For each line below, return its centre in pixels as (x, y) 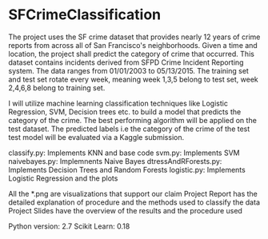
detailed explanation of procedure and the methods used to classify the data (134, 202)
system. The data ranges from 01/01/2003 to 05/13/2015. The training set (129, 70)
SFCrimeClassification (85, 15)
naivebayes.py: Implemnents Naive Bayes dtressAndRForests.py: (115, 161)
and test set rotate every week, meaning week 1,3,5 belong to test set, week (133, 79)
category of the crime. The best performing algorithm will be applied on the (133, 120)
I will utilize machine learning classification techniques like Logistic (118, 103)
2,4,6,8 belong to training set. (57, 88)
